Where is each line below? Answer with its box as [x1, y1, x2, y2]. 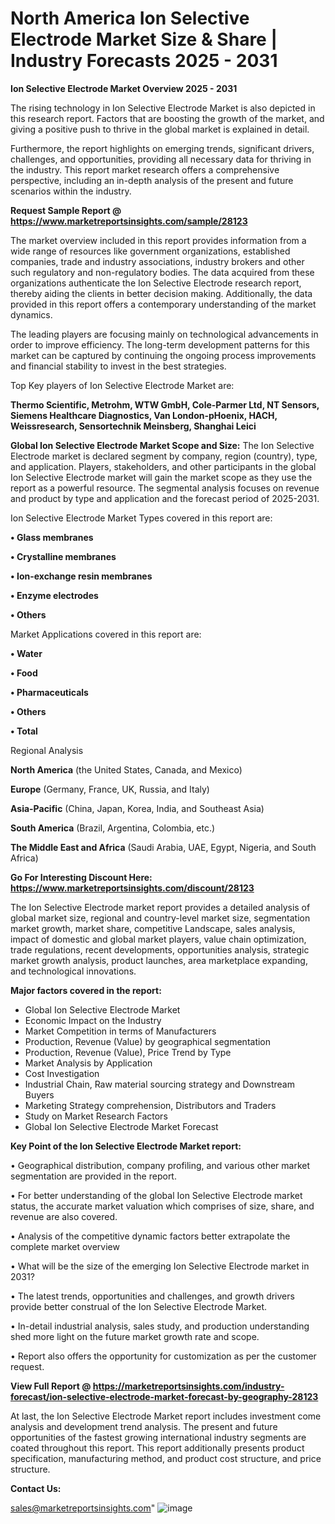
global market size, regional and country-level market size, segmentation [10, 912, 311, 924]
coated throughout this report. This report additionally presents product [10, 1442, 305, 1454]
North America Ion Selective [10, 7, 250, 30]
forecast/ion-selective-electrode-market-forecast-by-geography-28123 [10, 1390, 319, 1402]
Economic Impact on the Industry [24, 1014, 162, 1026]
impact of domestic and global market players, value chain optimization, [10, 933, 307, 945]
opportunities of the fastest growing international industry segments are [10, 1431, 307, 1443]
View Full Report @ [10, 1380, 92, 1392]
